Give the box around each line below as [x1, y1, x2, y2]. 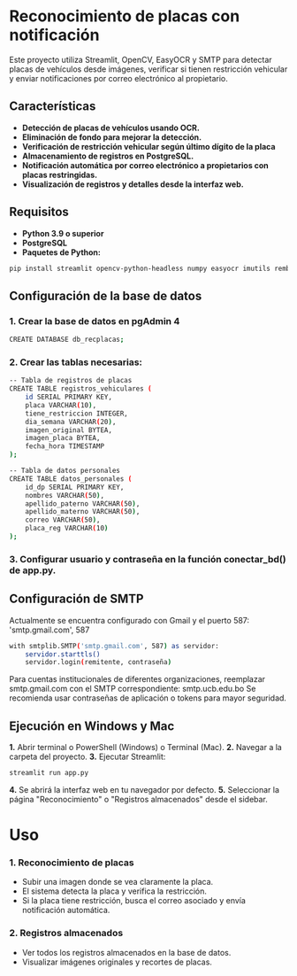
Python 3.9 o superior [21, 228, 104, 238]
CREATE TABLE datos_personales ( [9, 474, 133, 484]
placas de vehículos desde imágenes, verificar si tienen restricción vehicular [9, 64, 288, 74]
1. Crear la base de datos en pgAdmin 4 [9, 314, 180, 327]
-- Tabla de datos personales [9, 467, 121, 476]
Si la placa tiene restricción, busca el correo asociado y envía [21, 895, 246, 906]
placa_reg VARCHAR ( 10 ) [25, 524, 109, 533]
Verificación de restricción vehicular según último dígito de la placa [21, 141, 276, 151]
